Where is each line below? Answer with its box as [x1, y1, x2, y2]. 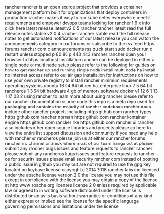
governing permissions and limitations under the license [5, 203, 119, 209]
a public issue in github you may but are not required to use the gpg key [5, 161, 151, 167]
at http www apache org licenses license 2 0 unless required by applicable [5, 182, 157, 188]
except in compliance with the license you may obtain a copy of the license [5, 177, 158, 183]
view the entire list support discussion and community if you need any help [5, 130, 158, 136]
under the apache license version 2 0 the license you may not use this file [5, 172, 155, 178]
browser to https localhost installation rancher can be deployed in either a [5, 57, 155, 62]
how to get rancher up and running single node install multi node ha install [5, 67, 156, 73]
